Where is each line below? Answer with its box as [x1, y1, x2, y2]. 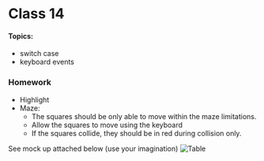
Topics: [8, 31, 34, 40]
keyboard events [19, 57, 75, 67]
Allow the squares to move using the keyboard [31, 120, 183, 129]
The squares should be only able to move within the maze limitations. [31, 111, 257, 121]
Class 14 [8, 5, 65, 23]
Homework [8, 77, 51, 88]
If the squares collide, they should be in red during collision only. [31, 128, 242, 138]
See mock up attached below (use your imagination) [8, 144, 179, 153]
